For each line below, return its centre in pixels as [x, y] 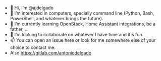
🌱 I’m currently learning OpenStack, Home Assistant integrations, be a [83, 24]
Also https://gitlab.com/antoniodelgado [51, 53]
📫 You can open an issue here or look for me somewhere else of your [83, 40]
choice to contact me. [33, 47]
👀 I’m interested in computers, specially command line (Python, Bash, [82, 13]
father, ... [19, 29]
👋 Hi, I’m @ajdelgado [32, 8]
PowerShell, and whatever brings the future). [57, 18]
